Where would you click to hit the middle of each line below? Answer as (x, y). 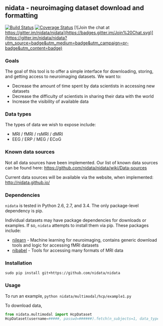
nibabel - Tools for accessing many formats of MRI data (68, 250)
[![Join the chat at (92, 27)
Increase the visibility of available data (50, 101)
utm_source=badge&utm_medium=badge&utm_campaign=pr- (67, 43)
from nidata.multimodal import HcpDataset (49, 314)
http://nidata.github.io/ (27, 182)
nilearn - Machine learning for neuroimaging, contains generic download (84, 240)
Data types (18, 114)
